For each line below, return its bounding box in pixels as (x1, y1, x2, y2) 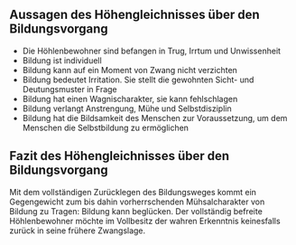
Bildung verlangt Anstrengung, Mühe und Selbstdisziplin (22, 103, 232, 114)
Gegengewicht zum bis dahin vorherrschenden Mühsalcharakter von (9, 196, 265, 207)
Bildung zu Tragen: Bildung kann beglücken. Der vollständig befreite (9, 205, 264, 216)
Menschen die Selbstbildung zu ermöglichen (22, 122, 190, 133)
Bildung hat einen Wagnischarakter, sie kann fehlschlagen (22, 93, 238, 104)
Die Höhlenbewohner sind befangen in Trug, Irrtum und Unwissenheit (22, 45, 282, 56)
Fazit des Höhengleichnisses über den (9, 148, 230, 164)
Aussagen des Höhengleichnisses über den (9, 7, 260, 23)
